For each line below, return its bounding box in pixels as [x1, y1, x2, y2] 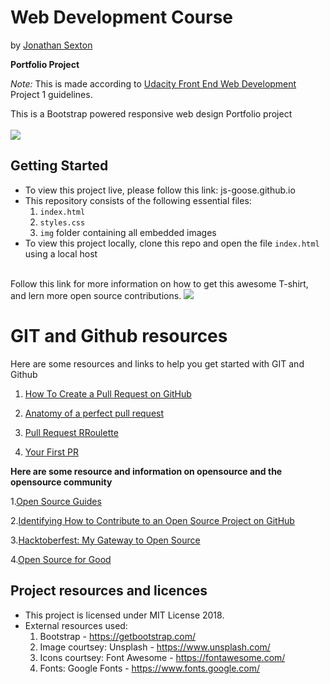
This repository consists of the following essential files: [24, 194, 252, 206]
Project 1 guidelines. [10, 88, 93, 100]
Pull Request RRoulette [24, 426, 119, 438]
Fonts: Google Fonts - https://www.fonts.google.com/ [39, 662, 261, 674]
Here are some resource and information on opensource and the [10, 465, 283, 477]
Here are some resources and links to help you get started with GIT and [10, 357, 305, 370]
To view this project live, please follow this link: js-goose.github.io [24, 184, 296, 196]
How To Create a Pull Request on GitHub [24, 387, 192, 400]
